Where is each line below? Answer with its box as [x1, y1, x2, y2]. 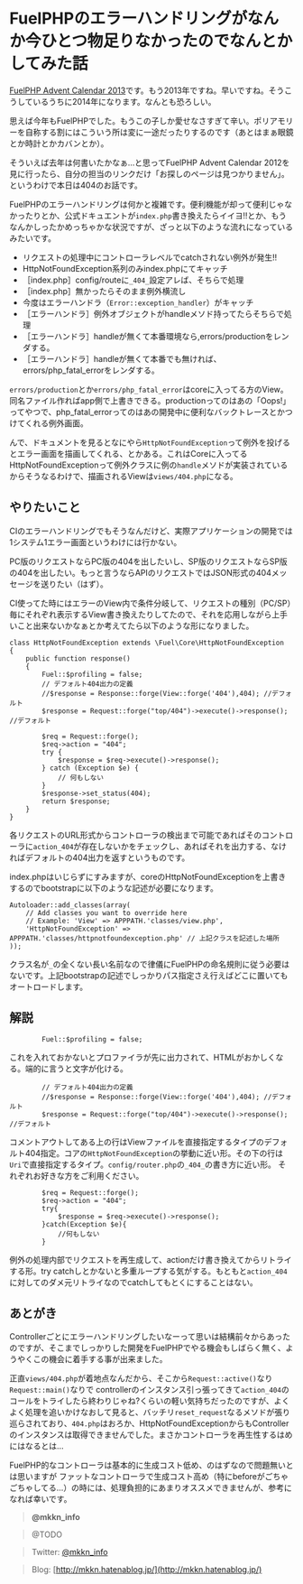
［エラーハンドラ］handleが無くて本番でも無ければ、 [22, 353, 222, 364]
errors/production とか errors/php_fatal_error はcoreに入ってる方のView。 [9, 384, 289, 394]
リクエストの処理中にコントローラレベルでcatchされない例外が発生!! [22, 252, 278, 263]
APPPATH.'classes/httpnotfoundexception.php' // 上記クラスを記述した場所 [9, 933, 280, 943]
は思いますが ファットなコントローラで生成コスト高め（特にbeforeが [9, 1471, 266, 1482]
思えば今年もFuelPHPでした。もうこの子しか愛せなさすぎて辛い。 [9, 115, 254, 126]
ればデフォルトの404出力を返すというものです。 [9, 852, 190, 863]
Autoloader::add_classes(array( [9, 900, 131, 910]
